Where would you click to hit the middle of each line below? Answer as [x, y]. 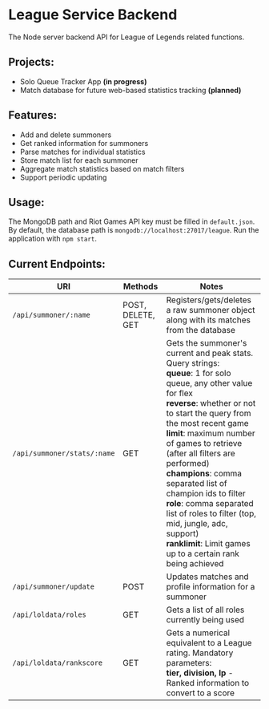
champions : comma [204, 473]
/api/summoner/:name [51, 315]
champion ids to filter [206, 493]
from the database [201, 330]
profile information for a [211, 587]
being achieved [195, 564]
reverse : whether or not [211, 403]
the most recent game [208, 423]
